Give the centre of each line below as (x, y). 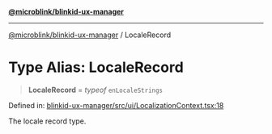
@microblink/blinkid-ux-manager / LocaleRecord (90, 35)
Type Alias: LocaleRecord (96, 67)
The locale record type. (47, 121)
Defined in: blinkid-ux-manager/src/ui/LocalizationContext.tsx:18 (116, 105)
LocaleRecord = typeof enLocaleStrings (96, 90)
